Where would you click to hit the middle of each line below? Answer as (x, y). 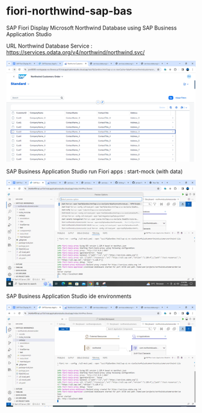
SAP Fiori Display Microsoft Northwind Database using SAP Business (92, 28)
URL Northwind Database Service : (49, 46)
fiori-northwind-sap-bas (69, 11)
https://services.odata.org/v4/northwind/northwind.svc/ (76, 52)
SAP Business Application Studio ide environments (69, 296)
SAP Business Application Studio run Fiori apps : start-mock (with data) (95, 172)
